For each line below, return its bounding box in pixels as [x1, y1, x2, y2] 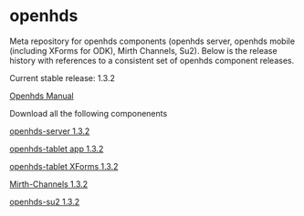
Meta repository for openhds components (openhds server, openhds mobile [9, 36, 295, 46]
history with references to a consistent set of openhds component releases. [9, 55, 295, 66]
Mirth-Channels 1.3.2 [9, 179, 89, 190]
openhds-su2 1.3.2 [9, 196, 80, 207]
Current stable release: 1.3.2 [9, 72, 116, 83]
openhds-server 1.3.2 [9, 125, 90, 137]
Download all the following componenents [9, 108, 168, 118]
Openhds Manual [9, 90, 75, 101]
